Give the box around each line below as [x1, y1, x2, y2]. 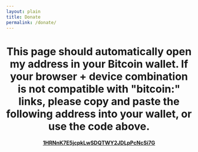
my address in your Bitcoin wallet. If [9, 57, 189, 70]
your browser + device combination [9, 70, 189, 83]
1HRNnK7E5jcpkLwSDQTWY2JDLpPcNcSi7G [42, 139, 156, 147]
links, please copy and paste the [18, 94, 180, 108]
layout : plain [6, 8, 41, 15]
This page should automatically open [6, 45, 192, 58]
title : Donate [6, 14, 41, 20]
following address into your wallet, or [6, 107, 192, 120]
